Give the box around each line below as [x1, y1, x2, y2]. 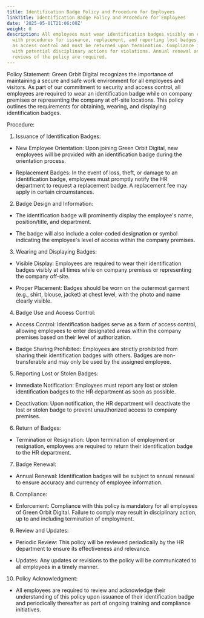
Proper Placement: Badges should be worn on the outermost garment [15, 284, 189, 291]
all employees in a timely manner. [15, 563, 99, 570]
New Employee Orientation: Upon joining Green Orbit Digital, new [15, 144, 179, 151]
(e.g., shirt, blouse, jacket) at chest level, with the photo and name [15, 291, 181, 298]
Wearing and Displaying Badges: [15, 248, 97, 255]
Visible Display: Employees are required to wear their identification [15, 260, 182, 267]
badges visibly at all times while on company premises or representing [15, 266, 192, 273]
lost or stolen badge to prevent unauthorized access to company [15, 406, 177, 413]
